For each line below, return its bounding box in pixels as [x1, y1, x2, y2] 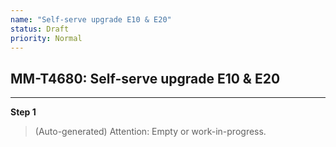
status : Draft [10, 24, 70, 34]
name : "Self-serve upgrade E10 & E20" [10, 14, 172, 25]
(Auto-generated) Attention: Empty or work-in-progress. [34, 126, 267, 138]
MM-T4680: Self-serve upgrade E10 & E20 [10, 70, 281, 87]
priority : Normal [10, 33, 83, 43]
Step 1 [10, 106, 37, 118]
